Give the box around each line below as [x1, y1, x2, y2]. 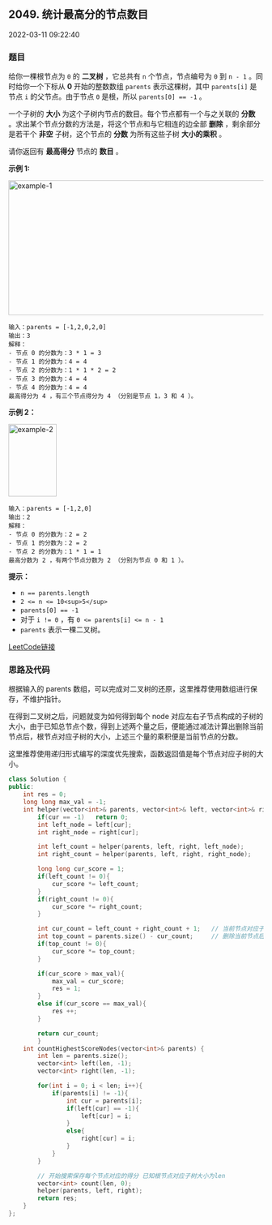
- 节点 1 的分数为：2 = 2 [8, 539, 87, 547]
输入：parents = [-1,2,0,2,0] [8, 323, 107, 332]
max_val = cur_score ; [51, 977, 125, 985]
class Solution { [8, 775, 67, 784]
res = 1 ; [51, 984, 82, 993]
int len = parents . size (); [37, 1052, 129, 1060]
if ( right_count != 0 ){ [37, 895, 114, 903]
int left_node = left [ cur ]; [37, 820, 132, 829]
